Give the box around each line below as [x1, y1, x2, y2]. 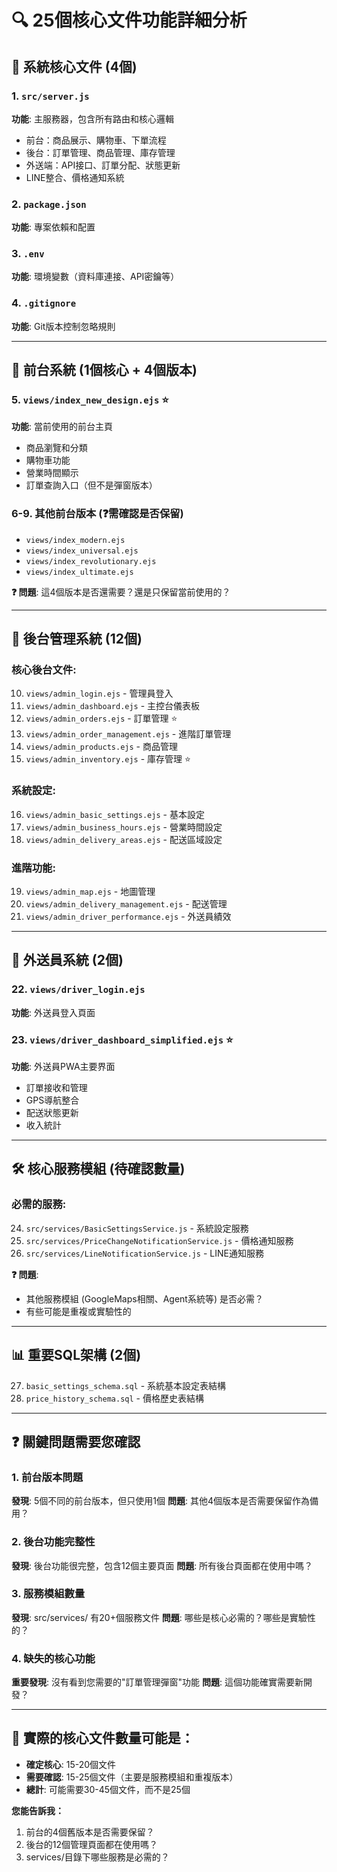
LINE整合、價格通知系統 [25, 171, 125, 183]
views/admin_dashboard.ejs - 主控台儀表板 [25, 700, 201, 712]
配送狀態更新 [25, 1107, 79, 1119]
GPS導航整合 [25, 1094, 80, 1106]
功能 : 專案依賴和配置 [11, 221, 96, 233]
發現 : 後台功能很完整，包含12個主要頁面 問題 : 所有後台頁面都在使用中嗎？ [11, 1559, 314, 1571]
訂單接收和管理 [25, 1082, 88, 1094]
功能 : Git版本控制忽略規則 [11, 320, 116, 332]
